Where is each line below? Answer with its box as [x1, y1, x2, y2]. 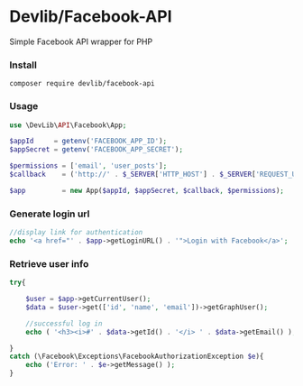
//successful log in [25, 318, 103, 328]
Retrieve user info [9, 257, 89, 270]
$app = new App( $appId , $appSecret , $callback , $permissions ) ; [9, 186, 284, 195]
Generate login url [9, 207, 90, 220]
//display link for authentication [9, 228, 143, 237]
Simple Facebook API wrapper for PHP [9, 36, 153, 47]
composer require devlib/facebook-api [9, 79, 155, 88]
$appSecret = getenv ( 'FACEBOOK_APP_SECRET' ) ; [9, 145, 183, 154]
